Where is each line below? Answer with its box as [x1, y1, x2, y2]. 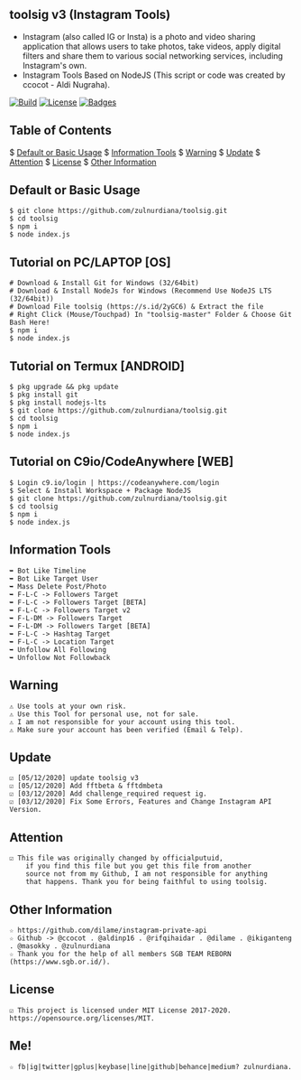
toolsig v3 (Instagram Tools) [9, 7, 171, 23]
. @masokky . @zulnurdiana [9, 941, 111, 951]
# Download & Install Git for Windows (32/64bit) [9, 279, 200, 288]
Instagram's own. [22, 60, 87, 70]
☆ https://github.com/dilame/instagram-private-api [9, 926, 207, 935]
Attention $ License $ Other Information [9, 156, 157, 167]
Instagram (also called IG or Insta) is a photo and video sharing [22, 31, 256, 42]
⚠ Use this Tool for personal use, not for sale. [9, 709, 200, 719]
